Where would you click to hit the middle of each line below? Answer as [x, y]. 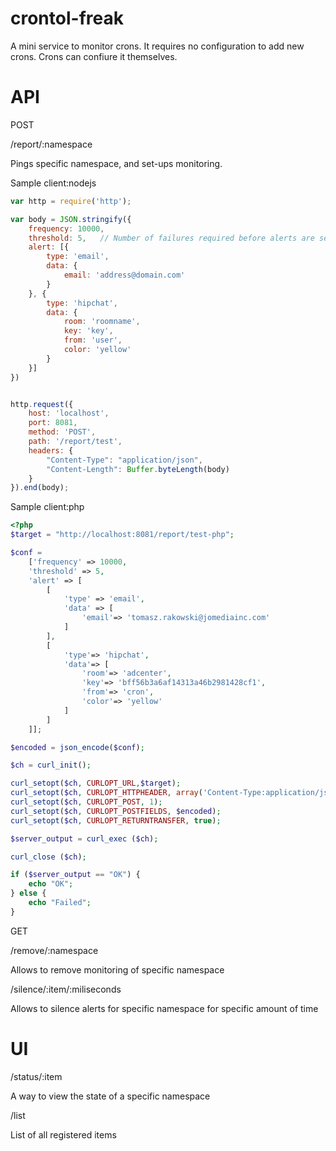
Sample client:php [47, 507]
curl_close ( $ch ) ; [48, 857]
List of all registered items [63, 1134]
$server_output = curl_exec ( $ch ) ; [84, 838]
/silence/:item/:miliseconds [66, 989]
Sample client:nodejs [53, 183]
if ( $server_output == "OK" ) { [75, 875]
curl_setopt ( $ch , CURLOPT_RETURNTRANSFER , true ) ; [116, 820]
